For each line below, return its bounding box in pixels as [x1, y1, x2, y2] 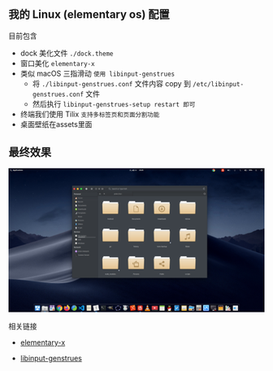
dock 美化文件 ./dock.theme [19, 48, 114, 58]
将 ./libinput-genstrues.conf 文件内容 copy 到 [32, 78, 191, 88]
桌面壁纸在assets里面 [19, 119, 93, 129]
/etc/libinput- [192, 80, 245, 88]
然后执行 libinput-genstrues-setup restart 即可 [32, 98, 196, 108]
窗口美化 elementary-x [19, 58, 95, 68]
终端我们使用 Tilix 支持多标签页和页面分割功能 [19, 109, 160, 119]
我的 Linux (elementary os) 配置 [8, 7, 171, 22]
